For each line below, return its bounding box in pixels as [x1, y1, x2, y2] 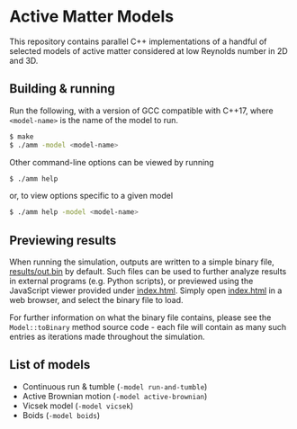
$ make [9, 132, 34, 141]
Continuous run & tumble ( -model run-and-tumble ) [22, 380, 208, 392]
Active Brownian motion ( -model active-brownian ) [22, 390, 208, 401]
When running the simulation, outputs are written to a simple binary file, [9, 256, 274, 267]
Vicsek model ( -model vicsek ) [22, 400, 134, 411]
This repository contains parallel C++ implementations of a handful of [9, 36, 267, 47]
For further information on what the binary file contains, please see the [9, 312, 272, 323]
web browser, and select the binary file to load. [9, 295, 184, 306]
